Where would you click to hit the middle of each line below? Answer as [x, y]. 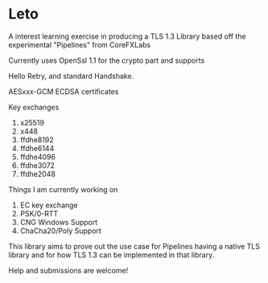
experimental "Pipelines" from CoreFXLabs [80, 44]
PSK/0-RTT [39, 213]
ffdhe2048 [38, 174]
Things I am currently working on [63, 189]
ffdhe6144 [37, 148]
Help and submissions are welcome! [68, 270]
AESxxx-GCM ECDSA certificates [64, 91]
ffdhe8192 [37, 139]
